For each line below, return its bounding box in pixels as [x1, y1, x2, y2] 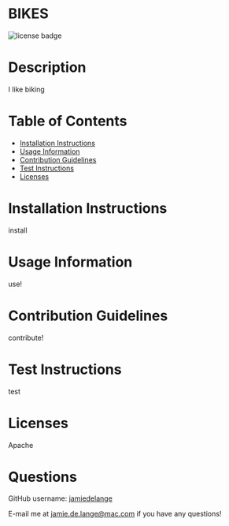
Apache [8, 440, 34, 450]
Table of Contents [8, 112, 127, 130]
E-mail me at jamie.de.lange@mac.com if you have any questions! [8, 509, 222, 519]
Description [8, 58, 87, 76]
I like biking [8, 84, 45, 94]
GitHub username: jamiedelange [8, 494, 113, 503]
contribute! [8, 333, 44, 342]
